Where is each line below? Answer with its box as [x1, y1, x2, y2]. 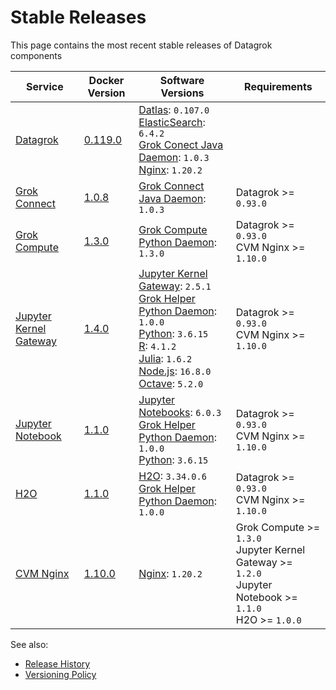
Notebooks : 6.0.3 [138, 405, 222, 419]
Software [159, 73, 205, 87]
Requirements [244, 79, 313, 93]
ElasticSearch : [138, 115, 206, 129]
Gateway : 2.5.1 [138, 279, 212, 293]
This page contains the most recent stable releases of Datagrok [10, 39, 273, 51]
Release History [24, 657, 91, 670]
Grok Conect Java [138, 137, 224, 151]
